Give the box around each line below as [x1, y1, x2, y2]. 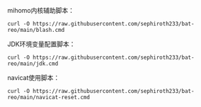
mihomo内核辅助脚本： [7, 6, 74, 14]
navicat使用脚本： [7, 74, 60, 81]
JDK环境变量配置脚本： [7, 40, 76, 48]
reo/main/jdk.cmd [7, 60, 59, 67]
